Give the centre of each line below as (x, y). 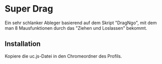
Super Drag (29, 9)
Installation (23, 44)
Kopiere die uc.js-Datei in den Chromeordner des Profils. (63, 56)
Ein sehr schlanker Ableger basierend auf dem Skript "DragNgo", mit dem (81, 23)
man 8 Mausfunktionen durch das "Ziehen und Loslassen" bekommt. (76, 28)
